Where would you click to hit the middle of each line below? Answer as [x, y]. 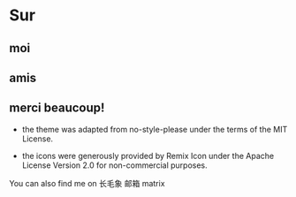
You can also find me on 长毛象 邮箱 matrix [87, 183]
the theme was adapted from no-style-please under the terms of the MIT [155, 129]
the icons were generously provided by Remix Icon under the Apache [148, 155]
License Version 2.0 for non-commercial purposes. [114, 165]
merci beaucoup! [57, 108]
